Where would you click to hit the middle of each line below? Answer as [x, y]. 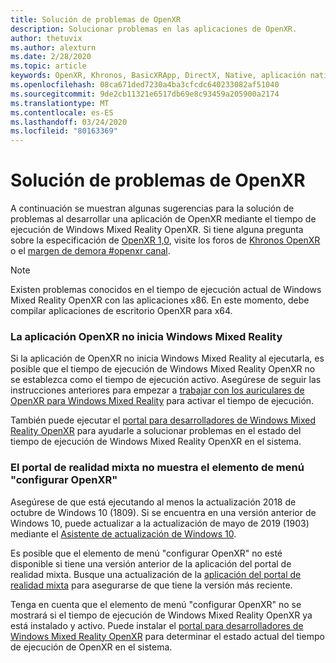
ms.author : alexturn [53, 47]
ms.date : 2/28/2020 [51, 57]
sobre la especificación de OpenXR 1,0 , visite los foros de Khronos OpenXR [165, 240]
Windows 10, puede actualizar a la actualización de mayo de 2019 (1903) [160, 523]
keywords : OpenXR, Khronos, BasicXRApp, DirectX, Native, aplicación [158, 76]
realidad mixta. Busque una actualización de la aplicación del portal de [156, 574]
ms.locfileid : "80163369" [64, 131]
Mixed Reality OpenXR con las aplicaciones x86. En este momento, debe [160, 300]
